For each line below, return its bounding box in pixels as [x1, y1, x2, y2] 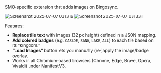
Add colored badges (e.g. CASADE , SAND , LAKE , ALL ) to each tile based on [12, 37, 154, 43]
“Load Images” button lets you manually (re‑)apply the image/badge [12, 48, 149, 53]
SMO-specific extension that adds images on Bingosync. [5, 4, 118, 10]
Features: [5, 23, 24, 29]
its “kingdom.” [12, 43, 40, 48]
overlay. [12, 53, 28, 58]
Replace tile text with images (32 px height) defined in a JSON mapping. [12, 32, 157, 38]
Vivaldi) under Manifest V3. [12, 63, 66, 69]
